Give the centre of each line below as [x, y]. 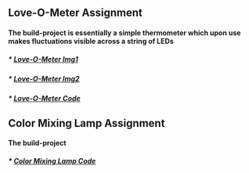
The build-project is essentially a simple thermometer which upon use [125, 32]
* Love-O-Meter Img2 [44, 78]
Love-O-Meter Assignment [75, 13]
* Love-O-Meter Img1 [43, 59]
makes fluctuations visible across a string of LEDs [91, 41]
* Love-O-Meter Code [44, 99]
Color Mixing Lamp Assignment [87, 123]
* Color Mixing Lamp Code [52, 160]
